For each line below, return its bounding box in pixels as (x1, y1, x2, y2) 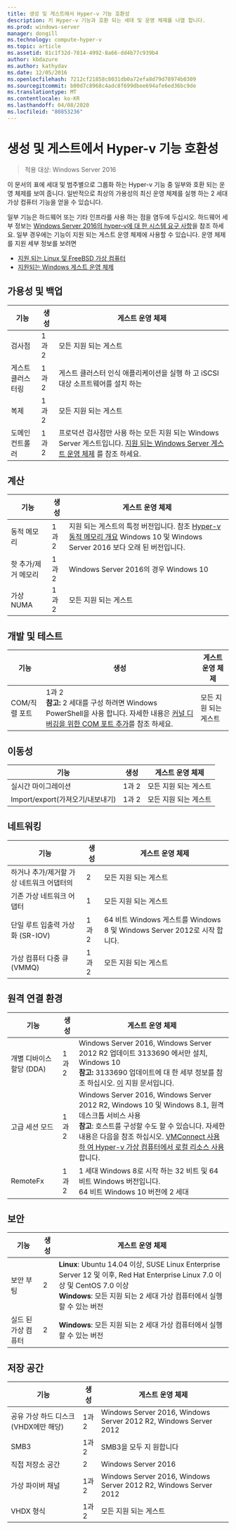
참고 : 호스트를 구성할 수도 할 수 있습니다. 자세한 (78, 1121, 225, 1131)
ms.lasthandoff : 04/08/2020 (7, 102, 90, 109)
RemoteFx (11, 1176, 44, 1186)
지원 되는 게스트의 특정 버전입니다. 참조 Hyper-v (69, 521, 221, 531)
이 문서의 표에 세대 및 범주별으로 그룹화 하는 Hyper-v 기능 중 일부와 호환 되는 (7, 180, 218, 188)
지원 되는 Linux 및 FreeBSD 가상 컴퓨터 (17, 254, 126, 262)
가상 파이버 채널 (11, 1481, 60, 1491)
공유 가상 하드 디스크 (11, 1411, 75, 1421)
